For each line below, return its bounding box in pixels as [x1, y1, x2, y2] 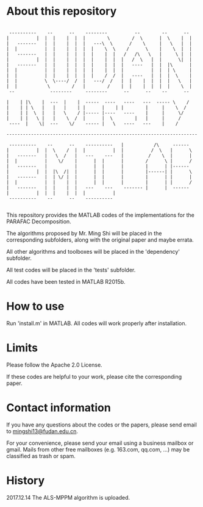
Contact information [6, 401, 111, 414]
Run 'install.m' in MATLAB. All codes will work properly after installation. [6, 319, 187, 327]
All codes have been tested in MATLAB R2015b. [6, 278, 126, 285]
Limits [6, 341, 38, 355]
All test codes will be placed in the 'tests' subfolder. [6, 266, 136, 273]
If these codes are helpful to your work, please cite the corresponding [6, 373, 182, 380]
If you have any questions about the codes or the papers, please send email [6, 421, 197, 428]
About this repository [6, 4, 117, 18]
